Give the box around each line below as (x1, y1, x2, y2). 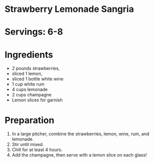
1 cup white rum (11, 81, 45, 87)
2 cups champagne (11, 92, 52, 98)
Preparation (4, 114, 55, 126)
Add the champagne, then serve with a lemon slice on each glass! (11, 152, 147, 158)
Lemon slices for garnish (11, 97, 63, 103)
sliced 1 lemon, (11, 71, 43, 77)
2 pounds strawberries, (11, 66, 60, 72)
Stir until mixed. (11, 142, 44, 148)
